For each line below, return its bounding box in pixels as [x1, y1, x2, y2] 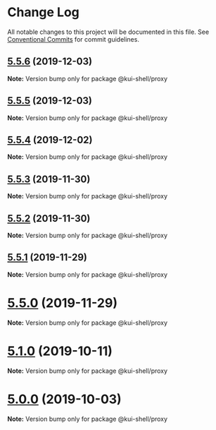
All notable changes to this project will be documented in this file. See [7, 28, 210, 36]
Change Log [7, 4, 80, 20]
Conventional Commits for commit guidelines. [7, 35, 139, 43]
